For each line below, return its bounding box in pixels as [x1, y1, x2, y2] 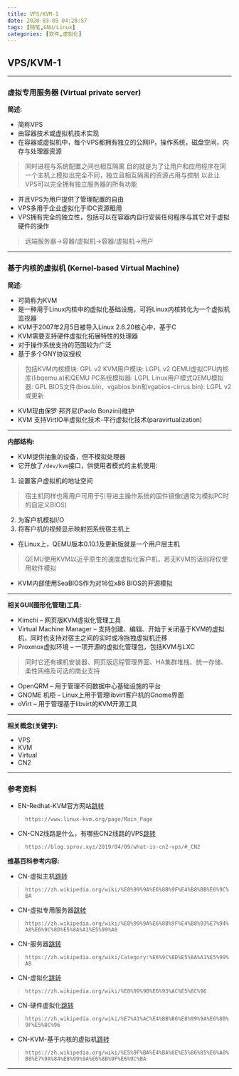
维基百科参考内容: [7, 857, 60, 865]
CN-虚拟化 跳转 [17, 973, 62, 982]
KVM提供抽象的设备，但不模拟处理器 [17, 452, 126, 460]
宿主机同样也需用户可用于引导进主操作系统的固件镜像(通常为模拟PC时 [24, 491, 230, 500]
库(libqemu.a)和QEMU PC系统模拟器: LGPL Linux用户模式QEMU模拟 [24, 373, 224, 382]
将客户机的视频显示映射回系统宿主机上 [17, 524, 130, 533]
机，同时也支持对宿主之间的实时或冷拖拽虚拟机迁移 [17, 633, 168, 642]
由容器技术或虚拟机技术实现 [17, 129, 100, 138]
